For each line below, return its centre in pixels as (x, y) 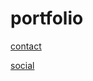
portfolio (47, 18)
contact (26, 46)
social (22, 65)
